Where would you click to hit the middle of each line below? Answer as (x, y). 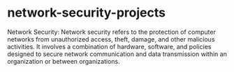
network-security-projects (87, 13)
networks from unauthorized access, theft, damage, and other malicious (111, 39)
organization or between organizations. (64, 61)
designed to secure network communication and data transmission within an (117, 54)
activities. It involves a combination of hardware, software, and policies (109, 46)
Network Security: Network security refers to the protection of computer (112, 32)
